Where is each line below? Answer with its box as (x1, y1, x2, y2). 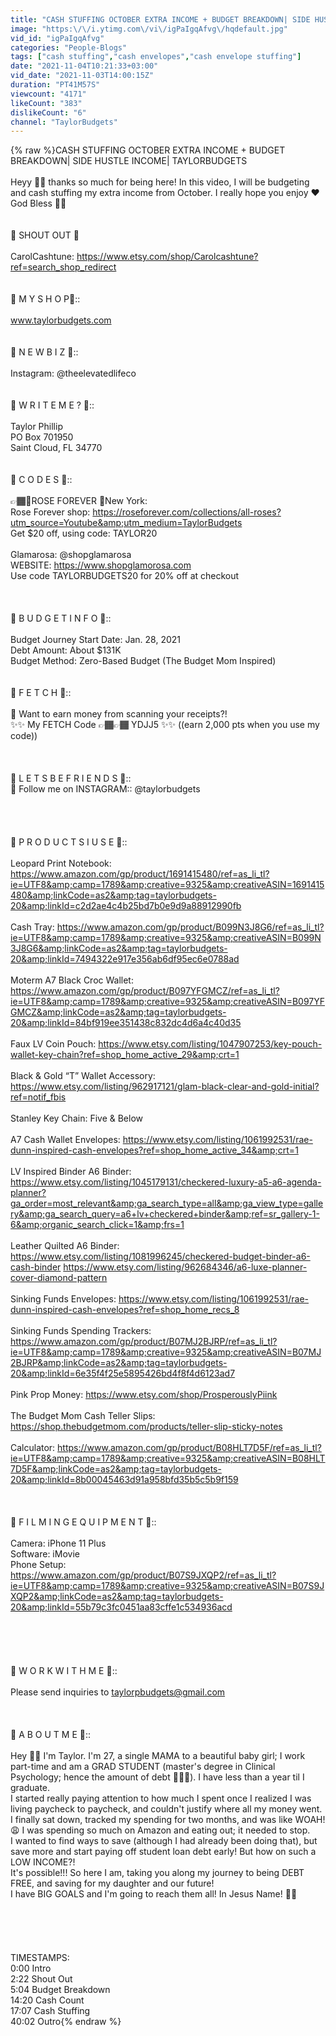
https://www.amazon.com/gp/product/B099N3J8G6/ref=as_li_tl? (56, 921, 325, 933)
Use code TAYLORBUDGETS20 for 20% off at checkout (10, 570, 240, 582)
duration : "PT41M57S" (10, 80, 101, 90)
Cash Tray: (10, 921, 55, 933)
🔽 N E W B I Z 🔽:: (10, 346, 79, 358)
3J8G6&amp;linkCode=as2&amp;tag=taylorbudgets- (10, 942, 228, 955)
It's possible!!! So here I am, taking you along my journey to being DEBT (10, 1867, 305, 1879)
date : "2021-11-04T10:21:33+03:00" (10, 61, 159, 71)
